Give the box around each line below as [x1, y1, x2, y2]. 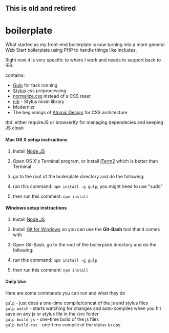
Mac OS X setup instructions [5, 136, 68, 142]
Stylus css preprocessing [12, 88, 67, 94]
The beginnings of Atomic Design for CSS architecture [12, 110, 128, 116]
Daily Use [5, 279, 27, 285]
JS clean [5, 125, 24, 131]
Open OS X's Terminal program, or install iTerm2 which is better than [12, 158, 158, 164]
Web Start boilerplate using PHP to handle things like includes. [5, 47, 137, 53]
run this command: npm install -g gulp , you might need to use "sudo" [12, 183, 163, 189]
